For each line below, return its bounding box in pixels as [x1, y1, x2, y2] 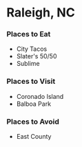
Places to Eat [6, 30, 51, 39]
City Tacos [16, 45, 48, 53]
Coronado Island [16, 92, 64, 100]
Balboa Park [16, 100, 52, 108]
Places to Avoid [6, 117, 60, 126]
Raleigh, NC [6, 5, 75, 21]
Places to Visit [6, 77, 56, 87]
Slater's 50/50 [16, 52, 57, 60]
